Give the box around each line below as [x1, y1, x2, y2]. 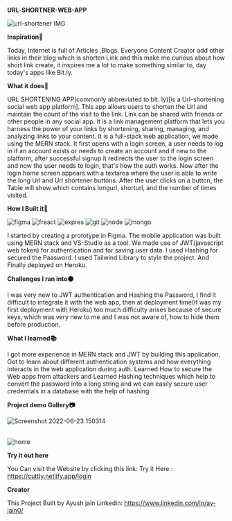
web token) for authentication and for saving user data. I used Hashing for [7, 246, 218, 254]
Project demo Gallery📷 [7, 401, 75, 409]
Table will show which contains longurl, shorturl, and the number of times [7, 184, 217, 191]
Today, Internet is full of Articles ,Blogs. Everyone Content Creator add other [7, 46, 225, 54]
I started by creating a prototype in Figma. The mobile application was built [7, 232, 222, 239]
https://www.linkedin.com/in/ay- [124, 499, 216, 507]
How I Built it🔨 [7, 205, 48, 212]
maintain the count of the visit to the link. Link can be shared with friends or [7, 110, 223, 118]
